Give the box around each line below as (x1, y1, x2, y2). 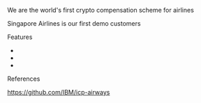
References (7, 74, 40, 83)
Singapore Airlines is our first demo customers (7, 19, 141, 27)
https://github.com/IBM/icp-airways (7, 88, 110, 96)
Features (7, 33, 33, 41)
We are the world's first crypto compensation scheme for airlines (7, 6, 194, 14)
